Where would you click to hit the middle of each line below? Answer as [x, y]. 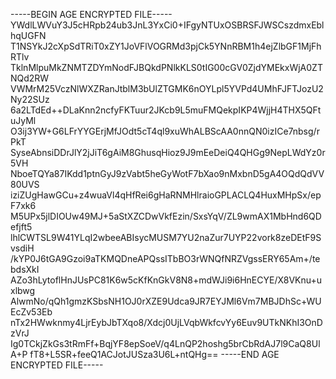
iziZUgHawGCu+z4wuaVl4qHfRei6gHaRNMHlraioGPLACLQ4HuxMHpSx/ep [166, 195]
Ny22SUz [30, 99]
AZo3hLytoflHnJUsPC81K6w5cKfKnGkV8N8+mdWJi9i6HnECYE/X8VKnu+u [166, 280]
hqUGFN [28, 35]
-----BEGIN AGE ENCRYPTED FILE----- [91, 14]
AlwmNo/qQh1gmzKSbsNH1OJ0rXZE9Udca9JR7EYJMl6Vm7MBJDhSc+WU [166, 301]
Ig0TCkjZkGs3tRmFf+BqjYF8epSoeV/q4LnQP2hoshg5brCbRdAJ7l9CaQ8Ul [165, 343]
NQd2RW [30, 78]
